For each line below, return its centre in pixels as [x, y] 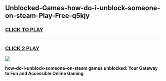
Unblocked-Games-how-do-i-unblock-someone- [83, 8]
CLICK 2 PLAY [22, 48]
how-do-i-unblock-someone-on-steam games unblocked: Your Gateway [82, 68]
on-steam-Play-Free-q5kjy [47, 16]
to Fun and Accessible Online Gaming [44, 73]
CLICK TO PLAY [24, 30]
